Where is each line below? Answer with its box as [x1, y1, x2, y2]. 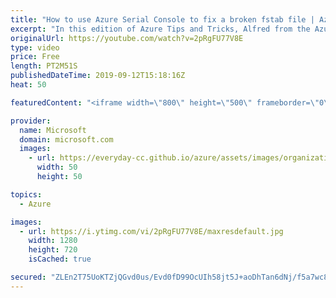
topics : [10, 189, 43, 200]
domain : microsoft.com [19, 134, 114, 145]
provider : [10, 116, 52, 126]
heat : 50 [10, 80, 47, 90]
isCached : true [28, 254, 92, 265]
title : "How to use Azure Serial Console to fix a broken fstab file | [10, 14, 315, 25]
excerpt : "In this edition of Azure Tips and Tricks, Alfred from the [10, 24, 311, 34]
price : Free [10, 52, 60, 62]
